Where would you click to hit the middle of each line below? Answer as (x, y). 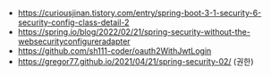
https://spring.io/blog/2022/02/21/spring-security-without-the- (134, 32)
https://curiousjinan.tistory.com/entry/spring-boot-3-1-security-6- (140, 13)
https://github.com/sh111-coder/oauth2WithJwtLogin (114, 51)
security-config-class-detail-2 (73, 22)
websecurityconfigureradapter (74, 41)
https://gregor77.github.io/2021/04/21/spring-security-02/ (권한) (135, 61)
